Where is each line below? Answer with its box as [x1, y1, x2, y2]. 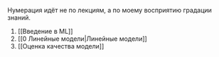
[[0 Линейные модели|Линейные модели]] [17, 34, 147, 43]
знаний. [7, 13, 31, 22]
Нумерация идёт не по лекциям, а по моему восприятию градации [7, 6, 212, 14]
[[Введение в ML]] [17, 27, 73, 35]
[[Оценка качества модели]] [17, 42, 105, 50]
